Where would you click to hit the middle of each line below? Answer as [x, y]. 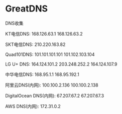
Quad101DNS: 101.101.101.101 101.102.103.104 [50, 54]
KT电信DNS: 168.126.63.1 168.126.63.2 [44, 33]
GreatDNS [27, 9]
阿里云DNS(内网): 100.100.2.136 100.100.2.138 [52, 85]
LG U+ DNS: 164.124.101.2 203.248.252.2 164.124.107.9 [61, 64]
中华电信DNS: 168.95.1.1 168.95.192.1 [42, 74]
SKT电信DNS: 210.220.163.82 [35, 44]
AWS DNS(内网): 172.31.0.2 [33, 106]
